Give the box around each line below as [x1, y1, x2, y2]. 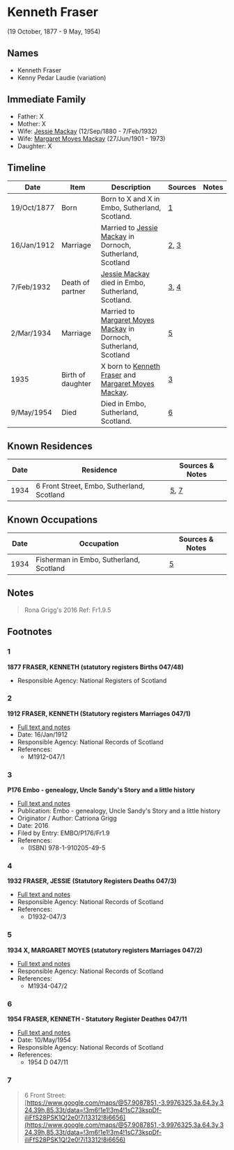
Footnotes [7, 626, 52, 638]
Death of [61, 278, 90, 288]
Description [111, 183, 151, 192]
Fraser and [100, 370, 136, 380]
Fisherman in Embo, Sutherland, [36, 555, 141, 565]
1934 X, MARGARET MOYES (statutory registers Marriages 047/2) [7, 946, 203, 954]
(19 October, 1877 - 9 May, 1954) [7, 27, 101, 36]
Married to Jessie [100, 223, 158, 233]
